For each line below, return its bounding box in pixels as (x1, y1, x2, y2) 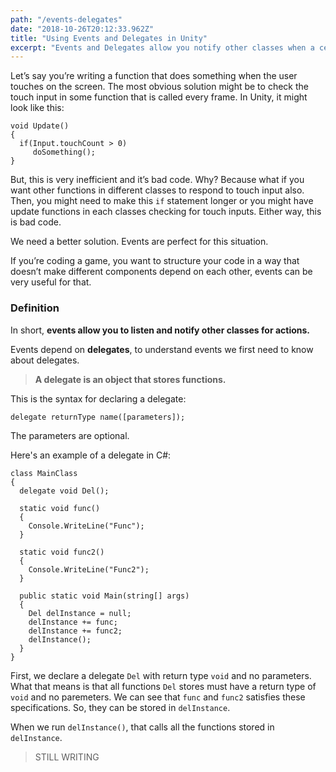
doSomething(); (32, 147, 97, 158)
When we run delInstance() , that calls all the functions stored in (10, 721, 275, 733)
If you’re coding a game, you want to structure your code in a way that (10, 255, 300, 267)
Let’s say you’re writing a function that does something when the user (10, 70, 298, 82)
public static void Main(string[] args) (19, 591, 190, 601)
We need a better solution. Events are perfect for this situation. (10, 236, 269, 248)
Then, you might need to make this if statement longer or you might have (10, 195, 314, 207)
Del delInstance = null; (28, 608, 132, 618)
